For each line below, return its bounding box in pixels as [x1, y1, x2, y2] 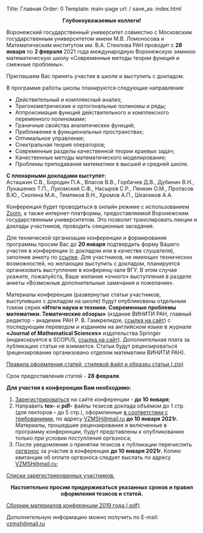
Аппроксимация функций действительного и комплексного [15, 109, 170, 116]
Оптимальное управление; [15, 134, 85, 142]
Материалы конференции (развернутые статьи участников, [6, 291, 161, 298]
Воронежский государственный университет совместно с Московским [6, 28, 192, 36]
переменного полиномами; [15, 115, 87, 122]
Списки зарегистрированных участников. [6, 472, 115, 479]
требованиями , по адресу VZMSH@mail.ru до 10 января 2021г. [15, 415, 178, 422]
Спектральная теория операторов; [15, 141, 106, 148]
